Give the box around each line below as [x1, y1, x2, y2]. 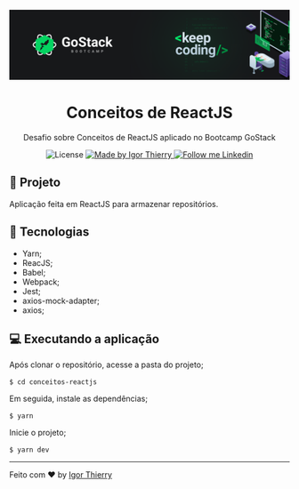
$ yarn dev [9, 445, 50, 454]
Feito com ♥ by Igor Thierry [9, 469, 113, 480]
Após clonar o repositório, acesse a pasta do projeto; [9, 359, 204, 370]
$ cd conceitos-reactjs [9, 378, 98, 387]
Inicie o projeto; [9, 428, 67, 438]
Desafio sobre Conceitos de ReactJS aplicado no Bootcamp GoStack [23, 132, 276, 142]
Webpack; [21, 277, 61, 287]
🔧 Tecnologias [9, 224, 90, 240]
